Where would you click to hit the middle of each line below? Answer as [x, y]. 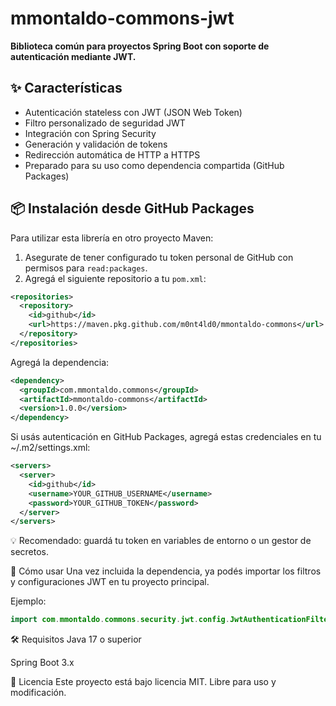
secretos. [30, 552]
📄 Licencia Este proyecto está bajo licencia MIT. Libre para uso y [143, 682]
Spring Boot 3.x [42, 663]
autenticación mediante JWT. [73, 56]
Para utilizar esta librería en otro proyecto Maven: [112, 238]
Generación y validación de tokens [96, 144]
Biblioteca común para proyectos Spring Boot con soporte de [140, 46]
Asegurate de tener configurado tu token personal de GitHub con [159, 257]
